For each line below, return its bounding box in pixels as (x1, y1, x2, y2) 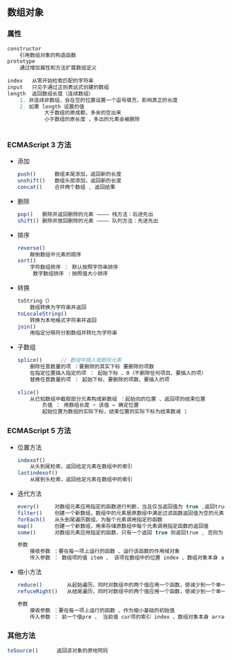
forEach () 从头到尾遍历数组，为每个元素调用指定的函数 (17, 516, 163, 523)
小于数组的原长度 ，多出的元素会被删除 (43, 116, 140, 123)
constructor (7, 45, 41, 52)
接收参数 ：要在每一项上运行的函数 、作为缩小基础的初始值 (30, 607, 175, 614)
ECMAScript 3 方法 (7, 140, 72, 149)
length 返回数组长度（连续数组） (7, 90, 94, 97)
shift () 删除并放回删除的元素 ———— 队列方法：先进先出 (17, 217, 159, 224)
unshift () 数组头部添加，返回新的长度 (17, 177, 122, 185)
